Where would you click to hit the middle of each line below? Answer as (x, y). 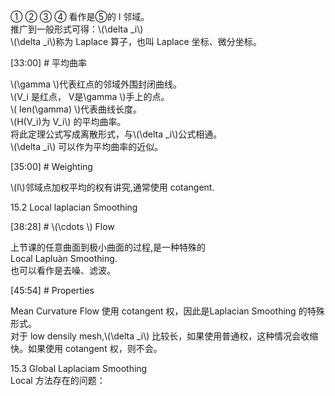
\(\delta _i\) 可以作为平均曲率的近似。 (87, 146)
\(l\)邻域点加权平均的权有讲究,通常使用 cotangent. (112, 187)
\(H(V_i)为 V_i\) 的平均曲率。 (68, 121)
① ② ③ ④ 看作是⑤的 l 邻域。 (80, 16)
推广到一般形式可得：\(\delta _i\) (77, 29)
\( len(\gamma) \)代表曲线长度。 (76, 109)
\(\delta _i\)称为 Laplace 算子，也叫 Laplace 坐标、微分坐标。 (136, 41)
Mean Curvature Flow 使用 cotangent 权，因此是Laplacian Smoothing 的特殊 (167, 311)
